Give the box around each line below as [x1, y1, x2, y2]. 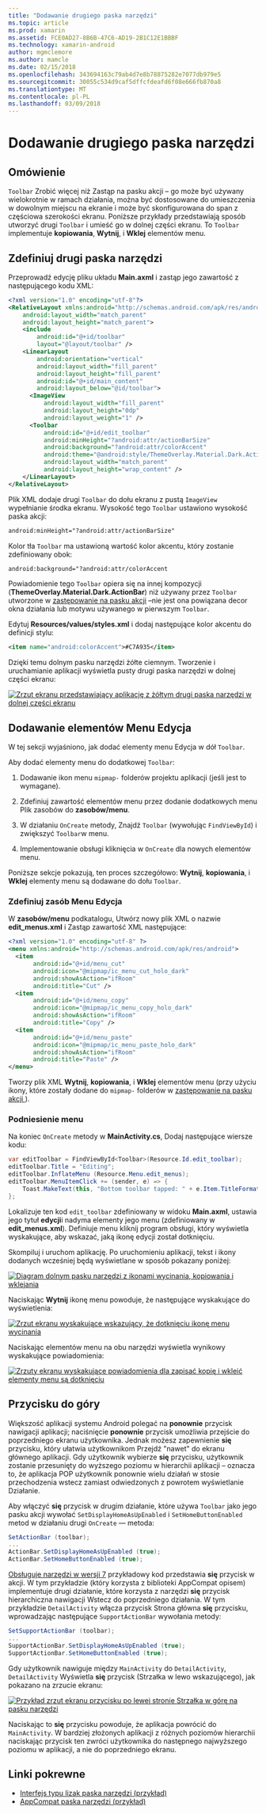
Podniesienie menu [8, 1114, 84, 1125]
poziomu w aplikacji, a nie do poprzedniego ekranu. [8, 1744, 177, 1754]
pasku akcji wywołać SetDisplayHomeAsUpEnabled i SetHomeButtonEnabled [8, 1509, 243, 1519]
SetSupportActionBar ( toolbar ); [8, 1627, 115, 1635]
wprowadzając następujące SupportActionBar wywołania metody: [8, 1612, 222, 1622]
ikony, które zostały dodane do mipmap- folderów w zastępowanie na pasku [8, 1086, 253, 1095]
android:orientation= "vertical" [36, 355, 144, 363]
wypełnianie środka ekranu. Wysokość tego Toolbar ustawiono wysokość [8, 503, 248, 512]
